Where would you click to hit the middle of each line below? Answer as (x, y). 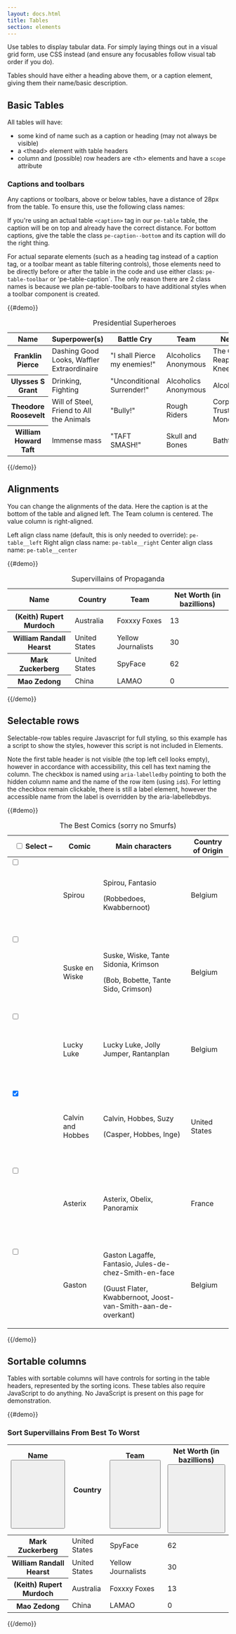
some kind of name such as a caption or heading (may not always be (117, 136)
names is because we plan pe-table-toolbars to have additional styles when (117, 287)
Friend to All (72, 411)
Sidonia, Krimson (131, 964)
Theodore (28, 407)
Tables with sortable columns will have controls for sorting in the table (109, 1378)
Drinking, (67, 381)
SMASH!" (126, 445)
